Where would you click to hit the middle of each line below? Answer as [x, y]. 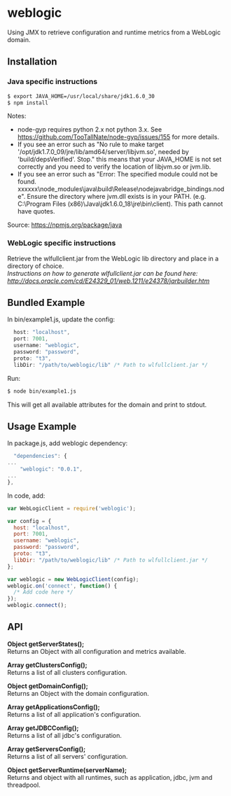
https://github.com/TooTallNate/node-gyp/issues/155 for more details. [118, 137]
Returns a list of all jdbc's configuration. [65, 735]
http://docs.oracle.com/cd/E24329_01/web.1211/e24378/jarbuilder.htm [108, 281]
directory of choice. [36, 266]
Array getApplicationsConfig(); [54, 707]
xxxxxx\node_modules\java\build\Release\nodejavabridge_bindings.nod [121, 189]
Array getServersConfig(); [47, 749]
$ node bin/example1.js [42, 391]
